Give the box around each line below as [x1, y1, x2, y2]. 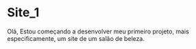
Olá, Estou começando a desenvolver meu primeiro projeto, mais [7, 27, 189, 35]
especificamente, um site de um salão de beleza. [7, 34, 145, 42]
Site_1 [7, 5, 40, 20]
